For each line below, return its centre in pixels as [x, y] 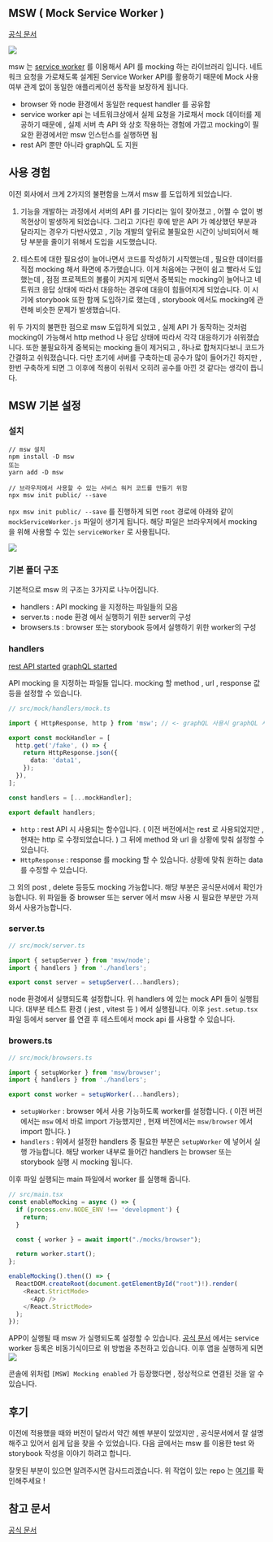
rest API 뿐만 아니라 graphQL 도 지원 [79, 145]
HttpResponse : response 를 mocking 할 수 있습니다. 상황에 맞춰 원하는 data [142, 860]
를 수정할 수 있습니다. [54, 869]
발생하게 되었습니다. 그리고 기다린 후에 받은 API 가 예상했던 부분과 [153, 221]
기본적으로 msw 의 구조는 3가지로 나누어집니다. [84, 589]
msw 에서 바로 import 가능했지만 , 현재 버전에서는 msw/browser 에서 [147, 1121]
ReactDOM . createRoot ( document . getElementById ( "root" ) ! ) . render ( [127, 1284]
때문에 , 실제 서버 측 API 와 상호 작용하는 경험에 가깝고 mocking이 [146, 124]
